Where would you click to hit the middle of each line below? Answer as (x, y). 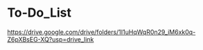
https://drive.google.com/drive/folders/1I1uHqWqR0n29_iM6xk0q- (101, 32)
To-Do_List (39, 13)
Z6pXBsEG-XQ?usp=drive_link (51, 39)
